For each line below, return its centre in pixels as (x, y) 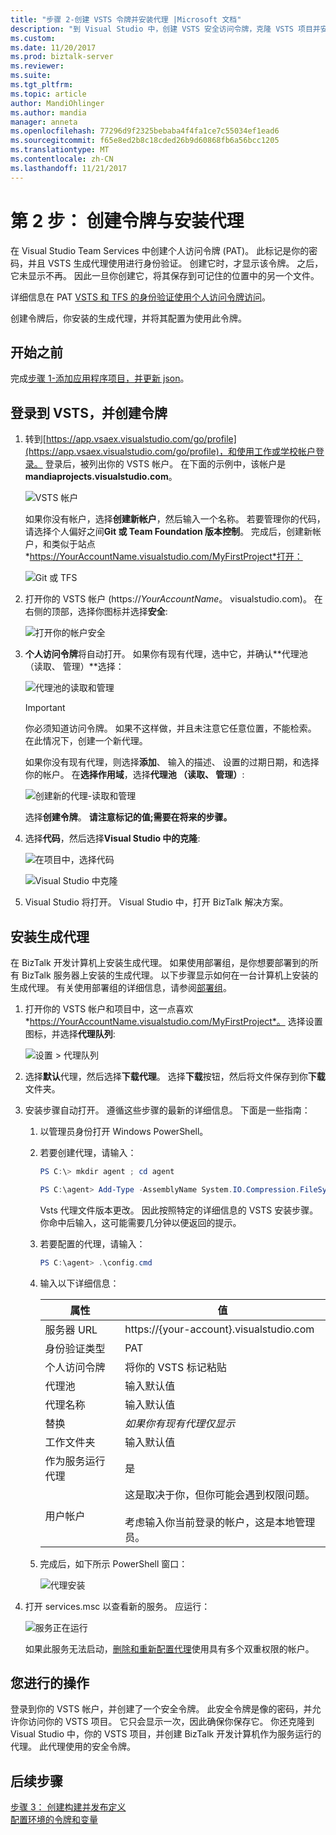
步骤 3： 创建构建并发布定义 (68, 1807)
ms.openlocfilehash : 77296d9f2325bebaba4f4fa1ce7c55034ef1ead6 (145, 131)
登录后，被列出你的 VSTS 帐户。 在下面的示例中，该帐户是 (165, 464)
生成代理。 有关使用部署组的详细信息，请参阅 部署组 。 (121, 987)
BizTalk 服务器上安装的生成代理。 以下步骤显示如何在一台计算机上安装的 (170, 975)
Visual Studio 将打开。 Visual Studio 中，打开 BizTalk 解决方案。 (156, 902)
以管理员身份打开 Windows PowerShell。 (124, 1131)
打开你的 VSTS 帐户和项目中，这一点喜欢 (109, 1009)
